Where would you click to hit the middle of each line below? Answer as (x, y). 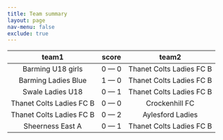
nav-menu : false (31, 27)
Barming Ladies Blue (53, 80)
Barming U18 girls (52, 69)
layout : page (26, 20)
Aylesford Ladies (170, 115)
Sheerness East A (53, 126)
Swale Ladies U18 (52, 92)
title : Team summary (38, 14)
